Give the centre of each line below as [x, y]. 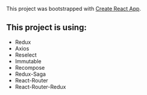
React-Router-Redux [40, 87]
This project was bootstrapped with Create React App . [74, 9]
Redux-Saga [30, 74]
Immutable [28, 61]
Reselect [26, 55]
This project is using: [47, 27]
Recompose [30, 67]
